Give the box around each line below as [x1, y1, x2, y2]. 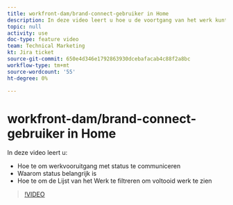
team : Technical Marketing [7, 42, 85, 49]
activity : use [7, 29, 49, 37]
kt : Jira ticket [7, 49, 54, 56]
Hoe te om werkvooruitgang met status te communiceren [17, 162, 181, 170]
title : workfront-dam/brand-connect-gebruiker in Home [7, 10, 169, 17]
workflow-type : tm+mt [7, 62, 70, 69]
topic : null [7, 23, 42, 30]
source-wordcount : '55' [7, 68, 76, 75]
